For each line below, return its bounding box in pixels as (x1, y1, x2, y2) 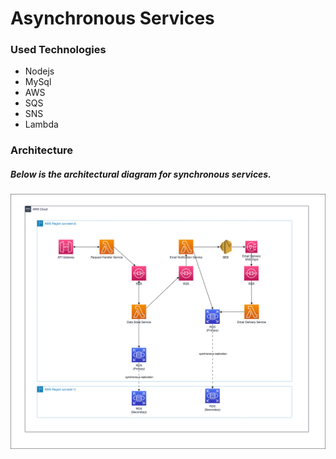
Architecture (10, 143, 74, 157)
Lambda (24, 118, 59, 131)
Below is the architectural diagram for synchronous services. (10, 168, 272, 180)
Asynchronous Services (10, 7, 215, 30)
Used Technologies (10, 43, 107, 57)
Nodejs (24, 65, 55, 77)
